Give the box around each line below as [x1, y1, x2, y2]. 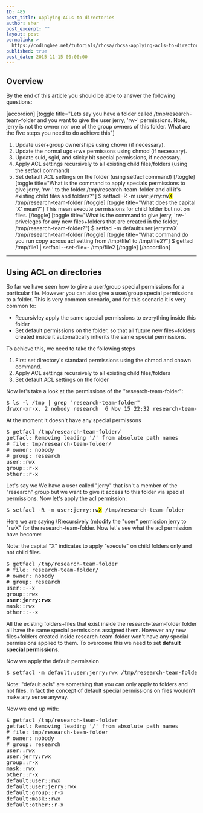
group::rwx [6, 591, 39, 598]
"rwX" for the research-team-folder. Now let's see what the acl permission [6, 524, 192, 532]
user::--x [6, 585, 35, 592]
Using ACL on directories [6, 267, 103, 277]
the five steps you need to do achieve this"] [6, 129, 115, 137]
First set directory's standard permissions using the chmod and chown [14, 357, 192, 364]
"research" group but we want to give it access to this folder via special [6, 489, 184, 496]
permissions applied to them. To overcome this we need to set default [6, 640, 181, 647]
